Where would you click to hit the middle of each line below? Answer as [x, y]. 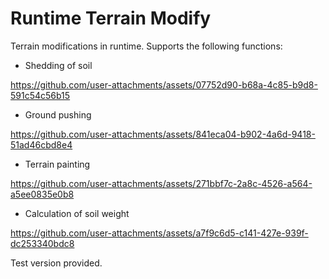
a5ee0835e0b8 [42, 194]
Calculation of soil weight [77, 213]
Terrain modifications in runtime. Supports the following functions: [146, 46]
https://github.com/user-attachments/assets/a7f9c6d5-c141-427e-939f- [159, 233]
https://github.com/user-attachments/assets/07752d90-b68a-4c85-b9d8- [164, 84]
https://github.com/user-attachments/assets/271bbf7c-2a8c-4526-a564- [161, 183]
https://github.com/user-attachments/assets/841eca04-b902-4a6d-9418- [163, 134]
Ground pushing [58, 114]
